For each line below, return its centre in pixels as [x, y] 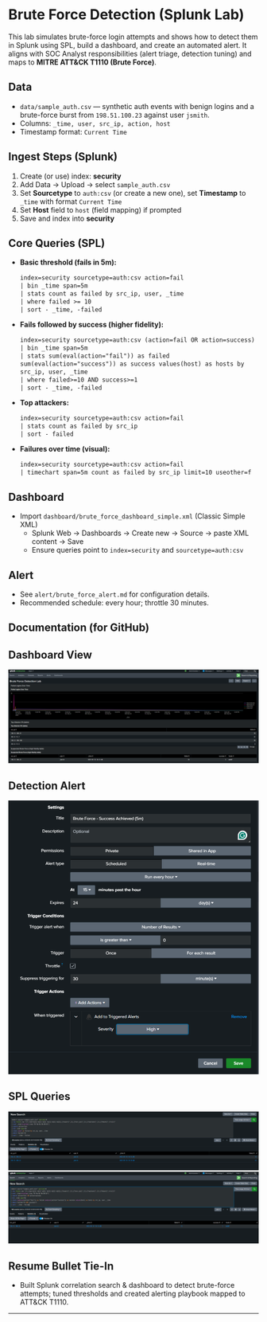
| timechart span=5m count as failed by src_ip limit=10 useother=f [135, 473]
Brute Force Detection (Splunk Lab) [126, 15]
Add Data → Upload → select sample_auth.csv [95, 184]
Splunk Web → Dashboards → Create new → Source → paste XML [140, 533]
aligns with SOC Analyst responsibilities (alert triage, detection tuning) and [130, 53]
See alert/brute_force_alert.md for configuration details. [114, 594]
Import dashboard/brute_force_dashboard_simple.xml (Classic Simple [132, 516]
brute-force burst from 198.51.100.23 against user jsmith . [115, 115]
